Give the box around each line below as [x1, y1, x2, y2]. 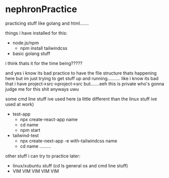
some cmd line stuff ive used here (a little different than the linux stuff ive [5, 96, 157, 102]
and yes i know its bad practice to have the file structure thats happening [5, 70, 157, 76]
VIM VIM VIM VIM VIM [12, 168, 59, 174]
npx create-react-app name [20, 116, 78, 122]
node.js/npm [12, 39, 39, 46]
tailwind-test [12, 132, 39, 138]
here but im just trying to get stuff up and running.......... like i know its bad [5, 75, 159, 81]
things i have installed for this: [5, 30, 68, 36]
